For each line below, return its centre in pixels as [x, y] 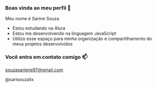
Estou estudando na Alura [39, 28]
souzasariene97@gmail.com [34, 70]
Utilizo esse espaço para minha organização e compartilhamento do [82, 39]
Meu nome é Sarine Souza [32, 19]
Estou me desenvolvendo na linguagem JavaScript [64, 34]
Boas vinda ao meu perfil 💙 [38, 8]
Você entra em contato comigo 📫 [46, 57]
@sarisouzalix [19, 79]
